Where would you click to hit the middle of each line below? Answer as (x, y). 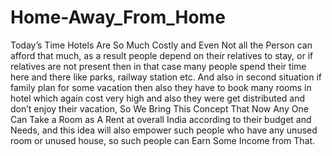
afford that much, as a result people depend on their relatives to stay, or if (162, 55)
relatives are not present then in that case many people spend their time (158, 66)
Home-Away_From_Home (118, 17)
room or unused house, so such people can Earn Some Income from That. (163, 140)
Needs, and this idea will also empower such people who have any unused (164, 130)
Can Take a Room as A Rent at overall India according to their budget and (161, 119)
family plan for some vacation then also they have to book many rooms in (161, 87)
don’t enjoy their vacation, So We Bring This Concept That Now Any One (159, 108)
